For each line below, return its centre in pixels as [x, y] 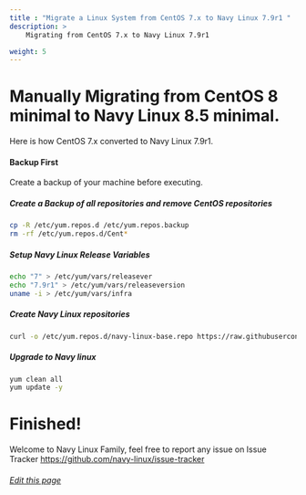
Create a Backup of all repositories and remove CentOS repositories [141, 203]
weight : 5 [28, 51]
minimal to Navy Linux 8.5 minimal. [145, 116]
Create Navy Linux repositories [70, 314]
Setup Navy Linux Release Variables [80, 254]
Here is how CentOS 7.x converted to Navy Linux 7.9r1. [112, 142]
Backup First [34, 162]
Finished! [46, 424]
